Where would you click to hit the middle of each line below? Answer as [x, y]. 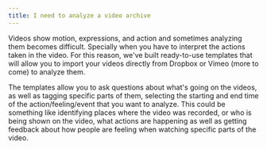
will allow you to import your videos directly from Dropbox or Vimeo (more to [133, 63]
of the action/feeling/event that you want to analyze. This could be [117, 104]
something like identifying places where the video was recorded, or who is [130, 113]
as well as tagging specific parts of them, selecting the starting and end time [133, 95]
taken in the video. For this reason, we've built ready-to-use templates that [130, 55]
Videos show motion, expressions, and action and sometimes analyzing [125, 38]
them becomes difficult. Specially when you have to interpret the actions [127, 46]
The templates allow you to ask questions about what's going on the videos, [133, 87]
